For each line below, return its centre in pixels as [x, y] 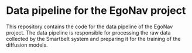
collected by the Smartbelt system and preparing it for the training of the [93, 39]
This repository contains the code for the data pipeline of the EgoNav [90, 26]
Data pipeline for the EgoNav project [96, 11]
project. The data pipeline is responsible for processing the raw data [88, 32]
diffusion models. [27, 45]
